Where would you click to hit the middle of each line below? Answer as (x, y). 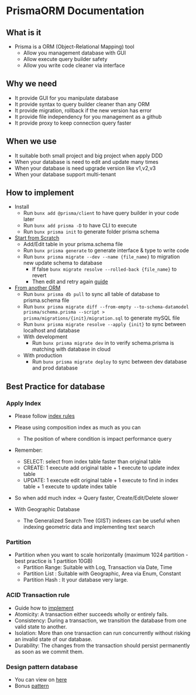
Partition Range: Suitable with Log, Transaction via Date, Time (98, 568)
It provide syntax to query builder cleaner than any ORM (82, 104)
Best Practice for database (56, 386)
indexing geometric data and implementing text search (89, 527)
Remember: (28, 450)
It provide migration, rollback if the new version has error (83, 110)
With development (45, 337)
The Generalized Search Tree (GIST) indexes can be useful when (102, 521)
